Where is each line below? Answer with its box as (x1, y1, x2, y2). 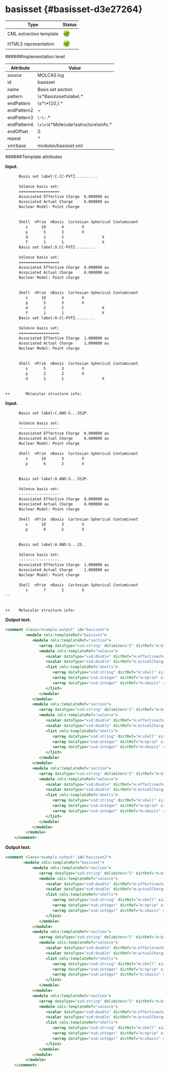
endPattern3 (7, 114, 34, 120)
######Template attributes (5, 154, 62, 160)
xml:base (7, 143, 27, 149)
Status (62, 22, 77, 28)
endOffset (7, 128, 29, 135)
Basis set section (37, 86, 73, 92)
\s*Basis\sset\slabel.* (37, 93, 83, 99)
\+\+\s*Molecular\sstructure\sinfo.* (37, 121, 112, 127)
